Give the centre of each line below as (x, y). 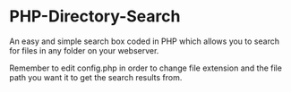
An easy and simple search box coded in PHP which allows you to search (145, 41)
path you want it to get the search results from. (96, 77)
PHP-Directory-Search (95, 17)
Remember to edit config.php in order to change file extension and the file (145, 68)
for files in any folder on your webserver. (84, 50)
